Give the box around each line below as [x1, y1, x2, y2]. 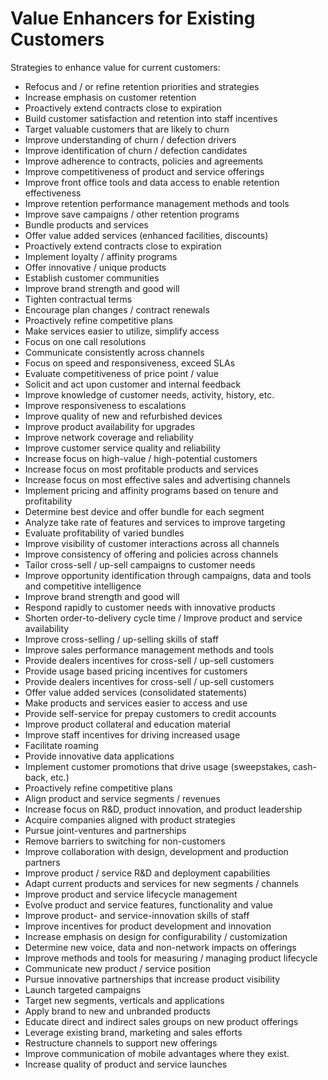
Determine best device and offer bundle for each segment [24, 505, 265, 517]
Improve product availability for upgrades [24, 420, 196, 432]
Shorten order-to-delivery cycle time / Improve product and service [24, 612, 303, 624]
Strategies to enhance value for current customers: [10, 61, 221, 73]
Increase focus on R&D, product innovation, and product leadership [24, 803, 303, 815]
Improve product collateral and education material [24, 718, 231, 730]
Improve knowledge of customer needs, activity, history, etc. [24, 388, 275, 401]
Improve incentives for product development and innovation [24, 920, 272, 932]
